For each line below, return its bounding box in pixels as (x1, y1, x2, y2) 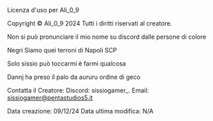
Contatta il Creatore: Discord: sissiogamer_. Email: (7, 86, 150, 94)
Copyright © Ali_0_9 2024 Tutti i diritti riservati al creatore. (7, 19, 172, 27)
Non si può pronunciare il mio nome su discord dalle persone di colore (7, 32, 207, 41)
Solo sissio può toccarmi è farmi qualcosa (7, 59, 126, 68)
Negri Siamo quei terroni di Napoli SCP (7, 46, 117, 54)
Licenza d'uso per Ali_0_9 (7, 6, 79, 14)
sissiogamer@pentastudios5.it (7, 93, 93, 102)
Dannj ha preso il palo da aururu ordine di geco (7, 73, 141, 81)
